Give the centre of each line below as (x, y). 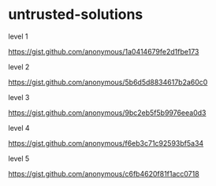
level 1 (19, 36)
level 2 (19, 67)
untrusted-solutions (76, 15)
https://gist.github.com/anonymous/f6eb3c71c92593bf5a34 (106, 143)
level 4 (19, 128)
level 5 (19, 158)
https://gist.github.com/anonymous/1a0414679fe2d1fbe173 (104, 51)
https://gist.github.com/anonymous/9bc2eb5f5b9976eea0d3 (107, 113)
